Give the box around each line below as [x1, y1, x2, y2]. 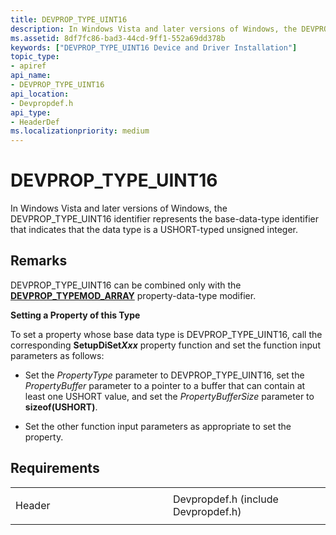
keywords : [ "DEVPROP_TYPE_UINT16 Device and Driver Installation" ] [10, 42, 298, 53]
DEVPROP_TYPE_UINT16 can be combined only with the [10, 279, 242, 291]
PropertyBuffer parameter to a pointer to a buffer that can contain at [24, 379, 306, 391]
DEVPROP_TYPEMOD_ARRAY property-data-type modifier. [10, 289, 257, 301]
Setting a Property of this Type [10, 309, 141, 321]
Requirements [10, 460, 100, 477]
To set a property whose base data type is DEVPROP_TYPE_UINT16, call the [10, 328, 323, 340]
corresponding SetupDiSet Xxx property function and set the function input [10, 339, 321, 351]
